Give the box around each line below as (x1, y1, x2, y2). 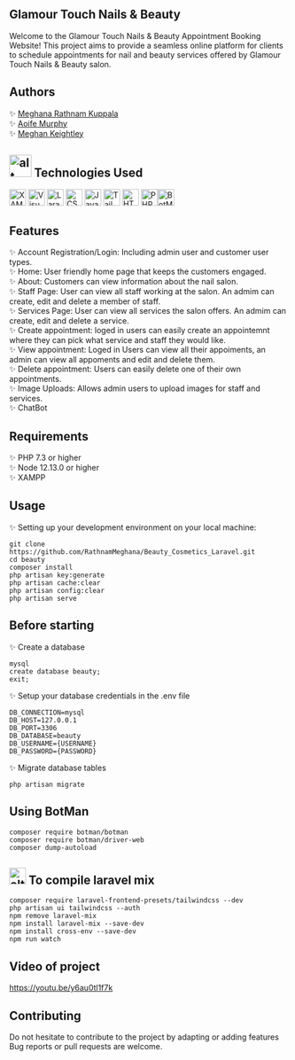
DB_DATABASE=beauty (9, 731, 82, 740)
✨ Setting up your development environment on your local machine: (9, 522, 257, 533)
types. (9, 257, 33, 268)
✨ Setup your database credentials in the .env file (9, 690, 190, 701)
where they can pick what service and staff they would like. (9, 335, 226, 346)
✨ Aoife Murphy (9, 118, 68, 129)
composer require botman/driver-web (9, 835, 144, 845)
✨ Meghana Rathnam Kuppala (9, 108, 119, 119)
